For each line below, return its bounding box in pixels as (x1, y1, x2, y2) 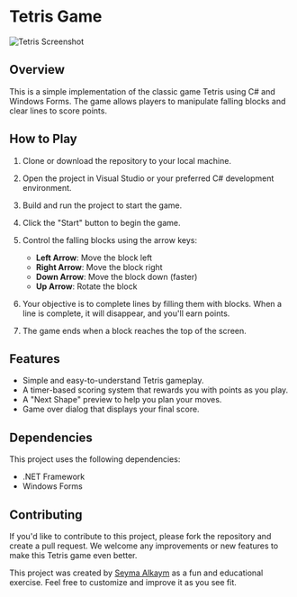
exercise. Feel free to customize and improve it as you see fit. (9, 577, 237, 587)
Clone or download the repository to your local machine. (22, 155, 232, 166)
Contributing (9, 507, 83, 522)
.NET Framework (22, 471, 85, 483)
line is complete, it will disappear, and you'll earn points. (22, 308, 230, 319)
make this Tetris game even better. (9, 550, 138, 560)
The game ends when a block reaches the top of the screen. (22, 325, 247, 336)
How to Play (9, 131, 78, 147)
